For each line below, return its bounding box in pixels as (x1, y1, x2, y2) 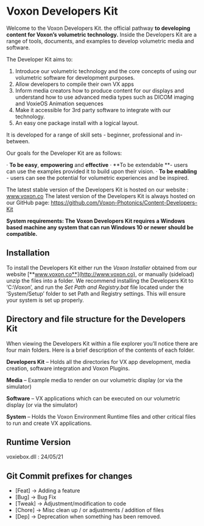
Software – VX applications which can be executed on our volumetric (6, 394, 181, 402)
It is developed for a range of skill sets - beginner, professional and (6, 131, 175, 138)
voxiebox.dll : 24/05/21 (6, 453, 64, 461)
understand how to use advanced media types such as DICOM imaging (15, 93, 194, 101)
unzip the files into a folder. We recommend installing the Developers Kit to (6, 277, 194, 284)
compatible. (6, 230, 38, 237)
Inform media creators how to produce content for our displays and (15, 87, 185, 94)
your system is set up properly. (6, 296, 84, 304)
